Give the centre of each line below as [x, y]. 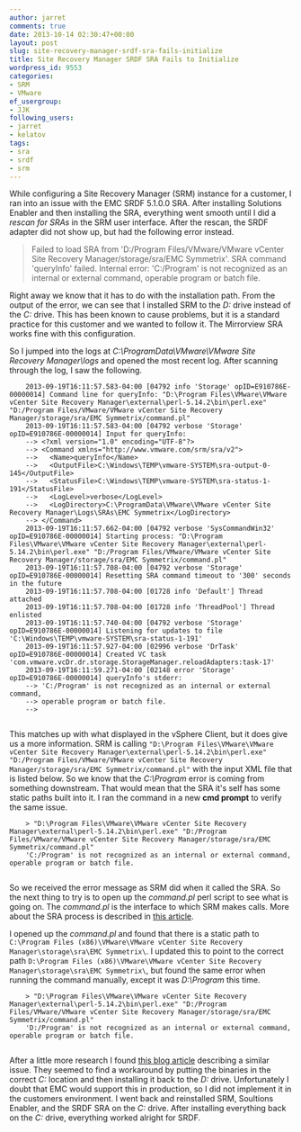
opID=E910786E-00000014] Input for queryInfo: [98, 434]
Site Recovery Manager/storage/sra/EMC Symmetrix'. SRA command [159, 259]
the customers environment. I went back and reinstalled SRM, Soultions [142, 1099]
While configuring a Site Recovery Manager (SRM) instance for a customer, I [150, 193]
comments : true [38, 26]
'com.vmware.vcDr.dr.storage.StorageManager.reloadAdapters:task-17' [142, 662]
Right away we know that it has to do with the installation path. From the [142, 296]
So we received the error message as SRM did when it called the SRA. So [145, 888]
